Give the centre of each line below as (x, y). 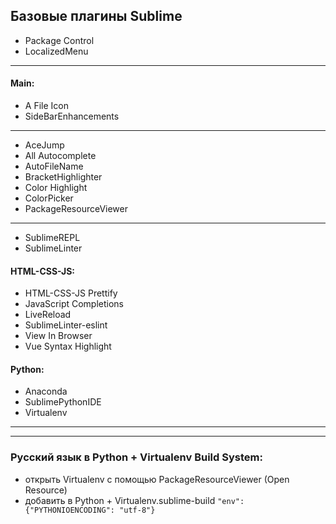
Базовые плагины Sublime (96, 16)
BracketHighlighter (63, 177)
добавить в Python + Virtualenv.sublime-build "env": (134, 500)
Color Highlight (56, 188)
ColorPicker (49, 198)
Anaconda (46, 391)
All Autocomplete (60, 156)
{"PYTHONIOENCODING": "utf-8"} (90, 510)
